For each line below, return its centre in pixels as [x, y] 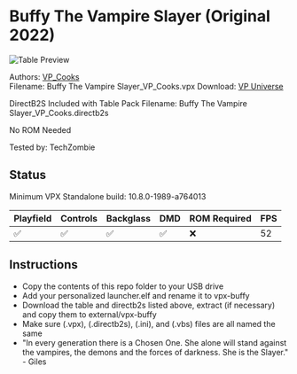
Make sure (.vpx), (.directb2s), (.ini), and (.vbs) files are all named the [149, 323]
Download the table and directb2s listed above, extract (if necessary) [148, 305]
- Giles [34, 362]
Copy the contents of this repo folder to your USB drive [123, 286]
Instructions [43, 265]
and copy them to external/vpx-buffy [89, 314]
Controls [79, 218]
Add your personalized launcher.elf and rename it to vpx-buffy [136, 295]
